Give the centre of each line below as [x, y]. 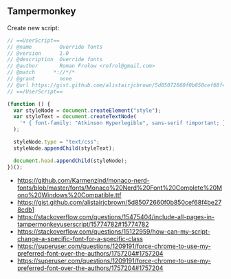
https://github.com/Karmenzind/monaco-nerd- [83, 180]
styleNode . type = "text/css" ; [56, 142]
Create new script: [33, 27]
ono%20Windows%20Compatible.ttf [69, 194]
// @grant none [40, 79]
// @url [18, 85]
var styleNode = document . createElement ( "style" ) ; [87, 110]
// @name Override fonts [55, 47]
